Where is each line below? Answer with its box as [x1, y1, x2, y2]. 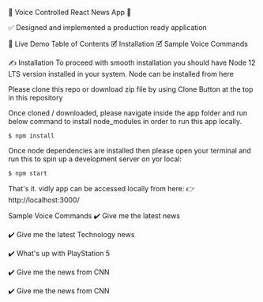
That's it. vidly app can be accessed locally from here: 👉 [8, 184, 195, 193]
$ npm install [8, 132, 55, 140]
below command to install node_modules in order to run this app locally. [8, 117, 242, 126]
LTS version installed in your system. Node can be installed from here [8, 70, 235, 78]
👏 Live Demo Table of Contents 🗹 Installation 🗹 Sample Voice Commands [8, 40, 249, 48]
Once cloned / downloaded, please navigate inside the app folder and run [8, 108, 248, 118]
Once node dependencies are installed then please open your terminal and [8, 146, 251, 155]
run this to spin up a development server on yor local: [8, 154, 182, 164]
